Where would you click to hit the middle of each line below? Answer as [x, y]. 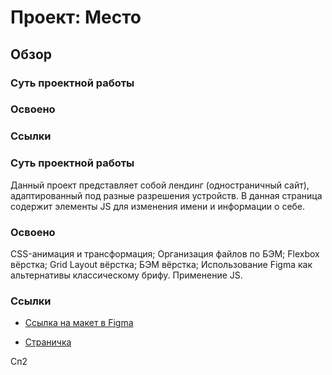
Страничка [48, 342]
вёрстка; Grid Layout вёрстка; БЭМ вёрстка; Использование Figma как [161, 264]
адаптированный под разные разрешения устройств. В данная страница [166, 195]
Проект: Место [76, 17]
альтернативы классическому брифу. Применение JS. [126, 275]
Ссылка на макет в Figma [79, 323]
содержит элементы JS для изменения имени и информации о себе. [158, 206]
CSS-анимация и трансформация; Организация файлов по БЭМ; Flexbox [165, 253]
